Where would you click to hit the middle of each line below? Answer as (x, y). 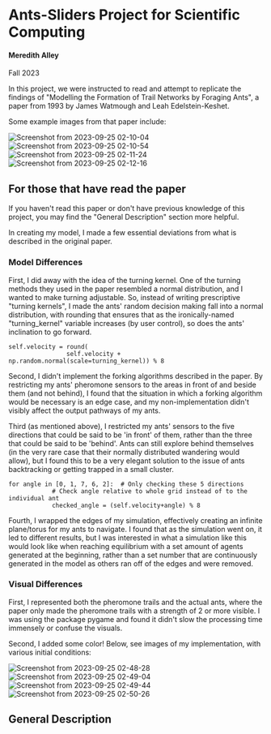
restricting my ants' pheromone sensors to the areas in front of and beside (132, 384)
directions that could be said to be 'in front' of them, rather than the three (130, 435)
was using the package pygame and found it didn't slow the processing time (135, 619)
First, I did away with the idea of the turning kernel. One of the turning (125, 280)
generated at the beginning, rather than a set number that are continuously (133, 555)
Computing (47, 32)
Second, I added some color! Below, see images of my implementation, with (135, 643)
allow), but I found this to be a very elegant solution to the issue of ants (127, 461)
